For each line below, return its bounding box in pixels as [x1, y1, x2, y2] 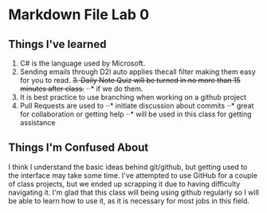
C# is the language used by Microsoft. [19, 58, 146, 68]
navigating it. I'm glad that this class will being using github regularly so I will [8, 187, 259, 197]
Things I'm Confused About [8, 141, 149, 155]
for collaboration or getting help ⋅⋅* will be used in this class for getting [19, 109, 253, 119]
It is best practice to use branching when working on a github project [19, 93, 247, 101]
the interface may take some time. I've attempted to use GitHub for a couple [8, 170, 257, 180]
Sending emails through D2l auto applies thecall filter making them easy [19, 67, 257, 77]
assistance [19, 118, 56, 127]
